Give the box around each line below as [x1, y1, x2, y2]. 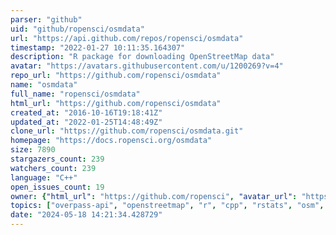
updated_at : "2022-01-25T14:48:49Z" [10, 117, 163, 127]
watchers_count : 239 [10, 163, 97, 173]
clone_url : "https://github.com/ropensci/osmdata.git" [10, 126, 244, 136]
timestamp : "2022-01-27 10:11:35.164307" [10, 42, 186, 53]
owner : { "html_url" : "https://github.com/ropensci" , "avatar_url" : [10, 191, 298, 201]
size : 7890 [10, 145, 56, 155]
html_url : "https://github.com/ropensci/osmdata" [10, 98, 222, 108]
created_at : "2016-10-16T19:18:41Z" [10, 107, 163, 118]
